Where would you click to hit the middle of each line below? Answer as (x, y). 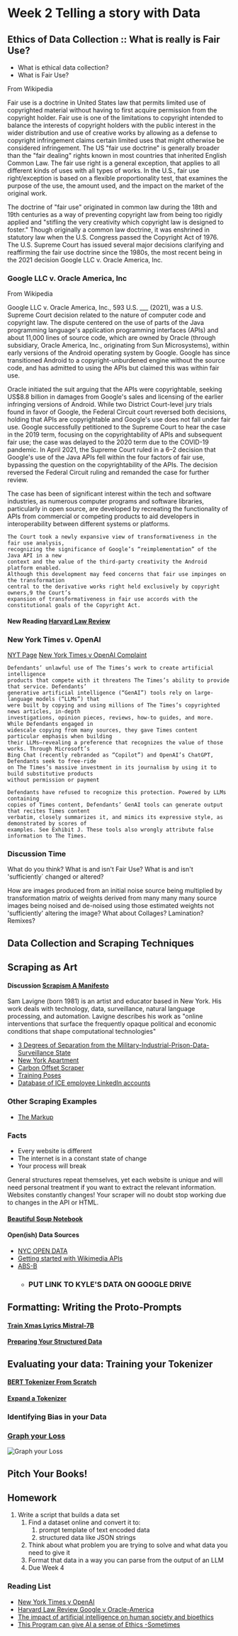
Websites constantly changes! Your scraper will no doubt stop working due (117, 1195)
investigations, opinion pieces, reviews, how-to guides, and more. (110, 718)
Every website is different (55, 1151)
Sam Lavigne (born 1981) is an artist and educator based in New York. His (114, 1001)
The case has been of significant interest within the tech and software (109, 494)
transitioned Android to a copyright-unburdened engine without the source (116, 360)
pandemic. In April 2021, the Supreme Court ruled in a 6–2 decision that (112, 450)
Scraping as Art (42, 967)
